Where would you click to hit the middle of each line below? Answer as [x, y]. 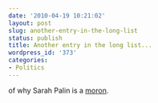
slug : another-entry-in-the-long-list [73, 30]
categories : [28, 61]
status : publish [35, 38]
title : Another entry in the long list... [80, 46]
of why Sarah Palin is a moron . [59, 90]
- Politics [26, 68]
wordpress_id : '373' [43, 53]
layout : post [30, 23]
